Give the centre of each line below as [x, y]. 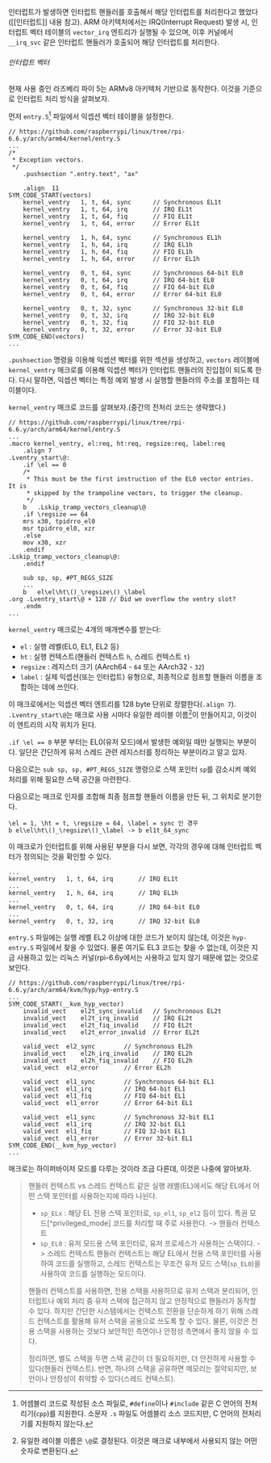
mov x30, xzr [45, 542]
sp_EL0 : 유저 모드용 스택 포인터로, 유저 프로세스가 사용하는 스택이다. [148, 1243]
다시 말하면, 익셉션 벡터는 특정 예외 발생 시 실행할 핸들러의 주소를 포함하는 [135, 380]
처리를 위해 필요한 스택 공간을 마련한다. [70, 779]
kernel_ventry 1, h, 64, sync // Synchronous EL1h [122, 238]
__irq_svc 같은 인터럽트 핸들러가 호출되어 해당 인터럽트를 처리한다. [114, 42]
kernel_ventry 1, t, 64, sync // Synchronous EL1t [122, 202]
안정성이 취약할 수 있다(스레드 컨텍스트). [113, 1378]
